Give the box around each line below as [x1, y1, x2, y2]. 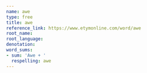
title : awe [6, 19, 33, 25]
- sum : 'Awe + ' [6, 52, 46, 58]
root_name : [6, 31, 33, 36]
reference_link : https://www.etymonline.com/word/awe [6, 25, 142, 31]
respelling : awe [11, 58, 51, 64]
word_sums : [6, 47, 33, 53]
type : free [6, 14, 33, 20]
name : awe [6, 8, 31, 15]
